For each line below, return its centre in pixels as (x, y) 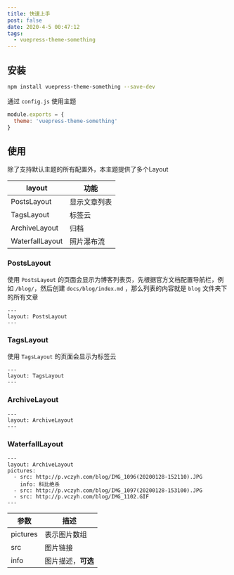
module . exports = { (36, 114)
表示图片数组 (66, 535)
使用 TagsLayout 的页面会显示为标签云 (62, 356)
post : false (25, 20)
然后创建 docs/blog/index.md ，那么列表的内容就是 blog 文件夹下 (134, 288)
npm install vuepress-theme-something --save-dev (82, 86)
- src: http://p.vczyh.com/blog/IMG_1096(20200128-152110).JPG (108, 477)
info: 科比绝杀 (40, 485)
